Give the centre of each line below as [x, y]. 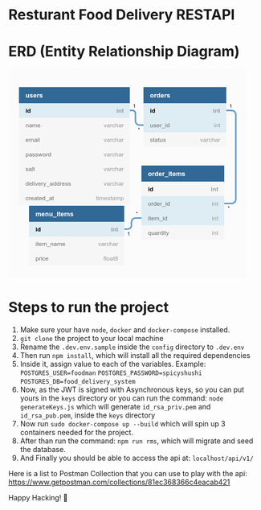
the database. [43, 450]
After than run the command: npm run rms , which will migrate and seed [137, 441]
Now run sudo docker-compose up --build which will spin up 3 [123, 424]
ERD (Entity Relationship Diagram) [124, 52]
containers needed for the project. [77, 433]
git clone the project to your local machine [92, 339]
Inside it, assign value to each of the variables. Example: [113, 364]
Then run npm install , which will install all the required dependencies [135, 356]
